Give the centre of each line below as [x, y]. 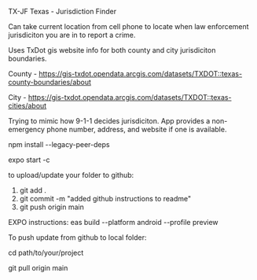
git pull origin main [38, 268]
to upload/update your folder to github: [71, 175]
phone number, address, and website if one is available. [137, 129]
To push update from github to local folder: [77, 238]
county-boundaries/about [50, 82]
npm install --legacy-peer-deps [59, 144]
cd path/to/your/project [46, 252]
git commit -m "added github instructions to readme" [105, 199]
